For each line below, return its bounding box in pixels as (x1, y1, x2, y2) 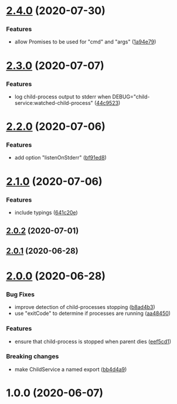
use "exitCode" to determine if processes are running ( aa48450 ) (14, 310, 171, 317)
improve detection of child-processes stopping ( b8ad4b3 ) (14, 304, 155, 311)
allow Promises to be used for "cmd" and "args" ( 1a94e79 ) (14, 38, 156, 45)
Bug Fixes (6, 290, 35, 298)
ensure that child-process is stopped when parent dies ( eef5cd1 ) (14, 338, 172, 345)
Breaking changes (6, 352, 59, 361)
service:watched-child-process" (14, 99, 94, 106)
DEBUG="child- (112, 93, 151, 100)
